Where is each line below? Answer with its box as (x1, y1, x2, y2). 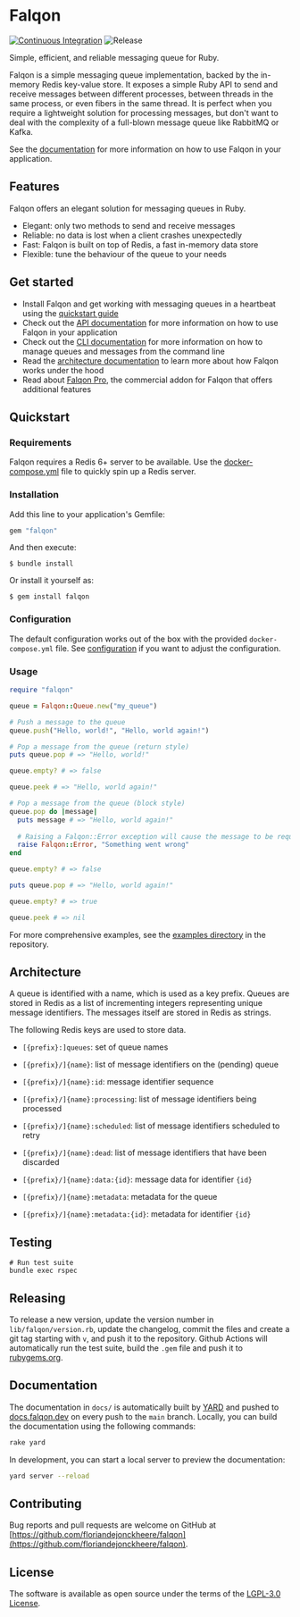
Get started (9, 274, 74, 290)
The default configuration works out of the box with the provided (9, 633, 248, 644)
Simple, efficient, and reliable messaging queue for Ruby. (9, 52, 220, 63)
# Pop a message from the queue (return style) (9, 742, 190, 751)
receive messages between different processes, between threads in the (9, 88, 274, 99)
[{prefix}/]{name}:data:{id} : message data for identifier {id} (21, 1174, 253, 1185)
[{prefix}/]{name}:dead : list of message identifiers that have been (21, 1147, 267, 1158)
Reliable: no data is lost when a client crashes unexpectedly (21, 230, 243, 240)
